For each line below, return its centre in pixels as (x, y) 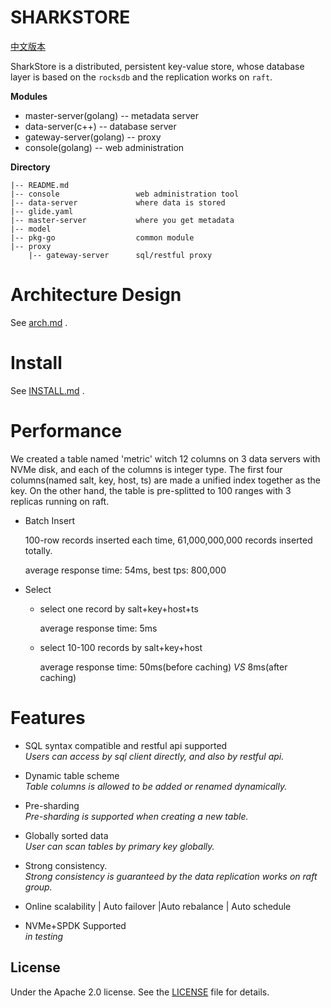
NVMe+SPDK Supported (75, 925)
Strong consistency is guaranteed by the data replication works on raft (171, 876)
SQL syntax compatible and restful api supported (126, 745)
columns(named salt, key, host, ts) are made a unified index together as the (165, 480)
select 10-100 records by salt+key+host (121, 647)
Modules (29, 96)
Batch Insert (50, 520)
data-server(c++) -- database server (100, 126)
